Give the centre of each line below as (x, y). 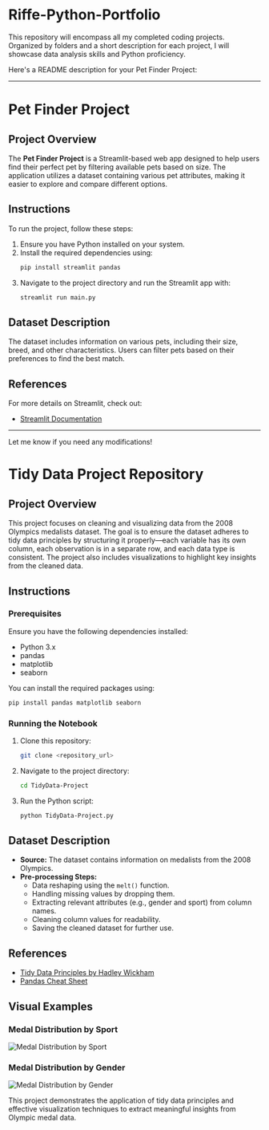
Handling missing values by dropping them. (103, 894)
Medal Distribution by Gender (67, 1067)
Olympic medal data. (42, 1118)
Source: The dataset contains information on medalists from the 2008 (135, 860)
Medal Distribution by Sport (63, 1029)
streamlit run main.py (58, 297)
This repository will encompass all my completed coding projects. (116, 37)
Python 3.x (38, 647)
